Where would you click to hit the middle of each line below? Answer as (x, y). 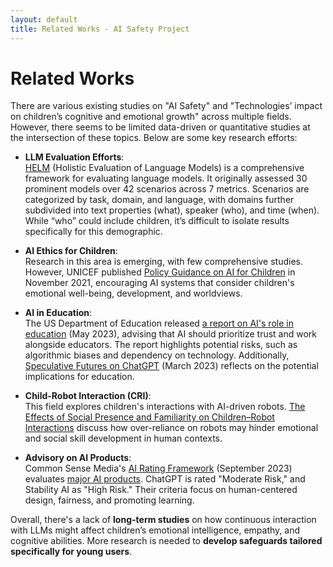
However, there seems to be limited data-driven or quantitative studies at (160, 127)
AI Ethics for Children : (71, 251)
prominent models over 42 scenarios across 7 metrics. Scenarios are (167, 189)
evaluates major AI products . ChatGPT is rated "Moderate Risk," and (165, 479)
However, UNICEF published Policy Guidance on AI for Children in (160, 272)
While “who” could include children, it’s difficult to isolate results (157, 221)
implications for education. (79, 377)
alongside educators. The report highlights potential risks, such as (161, 345)
